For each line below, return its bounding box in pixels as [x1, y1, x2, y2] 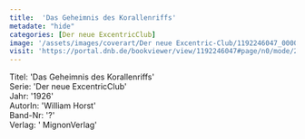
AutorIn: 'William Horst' [9, 100, 97, 111]
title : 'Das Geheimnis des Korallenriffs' [9, 13, 177, 23]
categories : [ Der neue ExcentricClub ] [9, 30, 156, 39]
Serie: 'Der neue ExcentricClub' [9, 81, 127, 92]
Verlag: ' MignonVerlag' [9, 119, 98, 131]
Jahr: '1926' [9, 91, 54, 102]
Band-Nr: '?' [9, 110, 55, 121]
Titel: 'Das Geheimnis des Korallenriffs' [9, 71, 155, 82]
